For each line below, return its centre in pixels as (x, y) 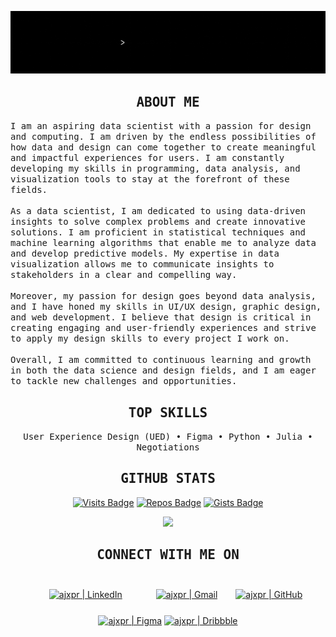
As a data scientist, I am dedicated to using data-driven (158, 211)
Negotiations (168, 447)
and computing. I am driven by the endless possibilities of (163, 137)
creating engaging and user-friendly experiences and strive (163, 328)
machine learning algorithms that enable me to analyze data (163, 243)
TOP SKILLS (168, 412)
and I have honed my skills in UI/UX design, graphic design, (166, 307)
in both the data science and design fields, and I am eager (163, 370)
